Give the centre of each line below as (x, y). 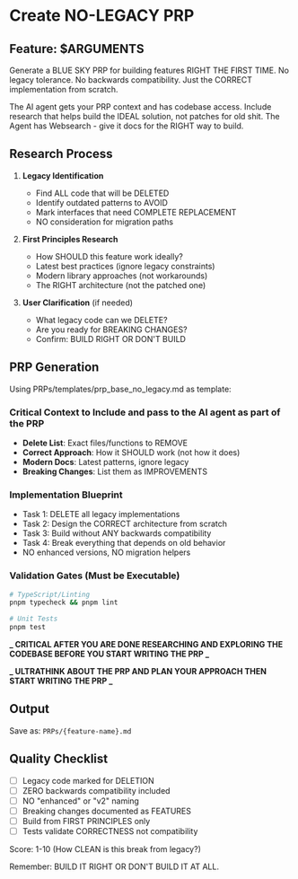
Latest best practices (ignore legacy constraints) (125, 266)
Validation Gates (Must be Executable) (95, 576)
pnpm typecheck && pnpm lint (64, 602)
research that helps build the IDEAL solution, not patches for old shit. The (145, 116)
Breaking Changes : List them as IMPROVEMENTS (115, 471)
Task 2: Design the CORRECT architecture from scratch (124, 524)
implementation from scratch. (64, 89)
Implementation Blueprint (66, 495)
